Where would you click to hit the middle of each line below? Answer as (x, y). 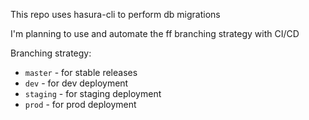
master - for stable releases (81, 72)
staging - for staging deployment (93, 93)
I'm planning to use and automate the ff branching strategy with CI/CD (155, 33)
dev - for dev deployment (76, 83)
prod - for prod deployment (80, 104)
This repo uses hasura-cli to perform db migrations (115, 14)
